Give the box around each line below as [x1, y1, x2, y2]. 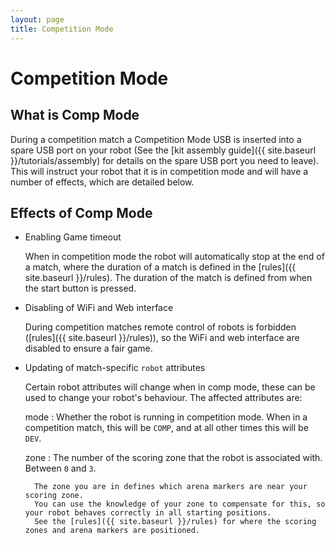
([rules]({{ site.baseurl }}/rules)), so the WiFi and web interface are [24, 332, 300, 344]
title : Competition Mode [10, 24, 114, 34]
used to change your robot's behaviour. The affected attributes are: [24, 392, 303, 404]
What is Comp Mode [10, 107, 140, 124]
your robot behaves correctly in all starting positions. [24, 508, 272, 518]
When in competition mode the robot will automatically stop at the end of [24, 251, 325, 263]
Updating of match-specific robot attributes [24, 362, 206, 374]
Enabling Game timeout [24, 231, 122, 243]
